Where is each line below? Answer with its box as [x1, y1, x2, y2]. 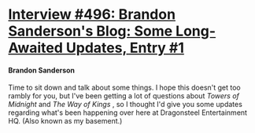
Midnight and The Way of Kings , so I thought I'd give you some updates [8, 100, 242, 109]
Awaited [8, 39, 63, 57]
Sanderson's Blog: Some [8, 22, 173, 40]
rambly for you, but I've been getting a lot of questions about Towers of [8, 91, 240, 101]
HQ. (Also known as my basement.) [8, 116, 123, 126]
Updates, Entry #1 [65, 39, 185, 57]
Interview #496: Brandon [8, 6, 176, 24]
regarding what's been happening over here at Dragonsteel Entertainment [8, 108, 248, 117]
